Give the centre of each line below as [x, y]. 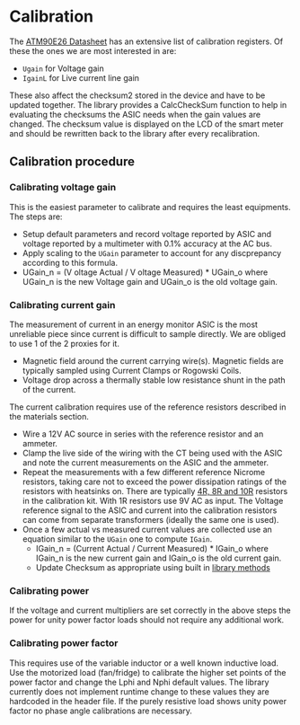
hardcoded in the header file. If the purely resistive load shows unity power [148, 701]
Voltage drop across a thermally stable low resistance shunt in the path [154, 380]
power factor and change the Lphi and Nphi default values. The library [139, 682]
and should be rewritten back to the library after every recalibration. [135, 133]
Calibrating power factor [64, 643]
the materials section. [49, 416]
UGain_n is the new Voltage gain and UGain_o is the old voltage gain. [150, 281]
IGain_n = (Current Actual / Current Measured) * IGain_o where [152, 548]
